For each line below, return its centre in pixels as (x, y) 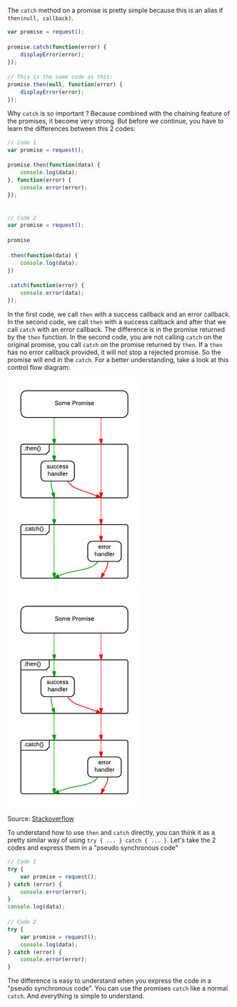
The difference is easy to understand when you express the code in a (110, 981)
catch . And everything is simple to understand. (76, 996)
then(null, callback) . (40, 18)
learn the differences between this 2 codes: (71, 129)
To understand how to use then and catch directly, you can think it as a (111, 832)
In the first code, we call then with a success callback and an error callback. (119, 314)
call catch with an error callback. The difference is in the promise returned (116, 329)
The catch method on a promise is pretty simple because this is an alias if (115, 10)
